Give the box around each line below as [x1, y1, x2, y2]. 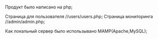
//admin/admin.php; [5, 19, 45, 24]
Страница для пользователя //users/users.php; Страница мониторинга [5, 14, 153, 19]
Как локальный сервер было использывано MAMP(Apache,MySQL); [5, 28, 148, 34]
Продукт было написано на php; [5, 4, 73, 10]
